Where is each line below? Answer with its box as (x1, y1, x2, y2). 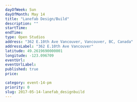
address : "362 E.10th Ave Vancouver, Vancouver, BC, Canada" (5, 39, 134, 44)
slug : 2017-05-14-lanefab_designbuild (5, 89, 85, 94)
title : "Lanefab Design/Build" (5, 16, 69, 21)
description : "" (5, 21, 38, 26)
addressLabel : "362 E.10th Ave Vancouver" (5, 44, 94, 49)
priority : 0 (5, 85, 30, 90)
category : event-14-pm (5, 80, 52, 85)
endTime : (5, 30, 23, 35)
